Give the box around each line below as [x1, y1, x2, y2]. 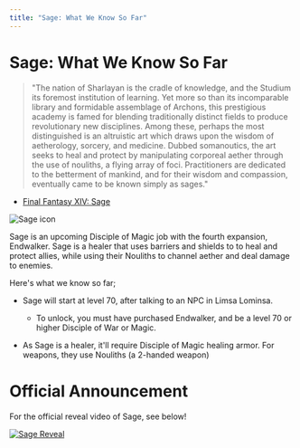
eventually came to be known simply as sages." [31, 178, 209, 189]
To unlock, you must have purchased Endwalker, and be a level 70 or [35, 312, 292, 323]
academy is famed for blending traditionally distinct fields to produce [31, 110, 289, 122]
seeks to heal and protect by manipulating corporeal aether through [31, 149, 284, 160]
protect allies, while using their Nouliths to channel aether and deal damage [9, 250, 291, 261]
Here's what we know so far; [9, 277, 117, 288]
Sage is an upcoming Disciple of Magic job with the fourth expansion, [9, 231, 268, 242]
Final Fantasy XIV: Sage [22, 195, 111, 206]
